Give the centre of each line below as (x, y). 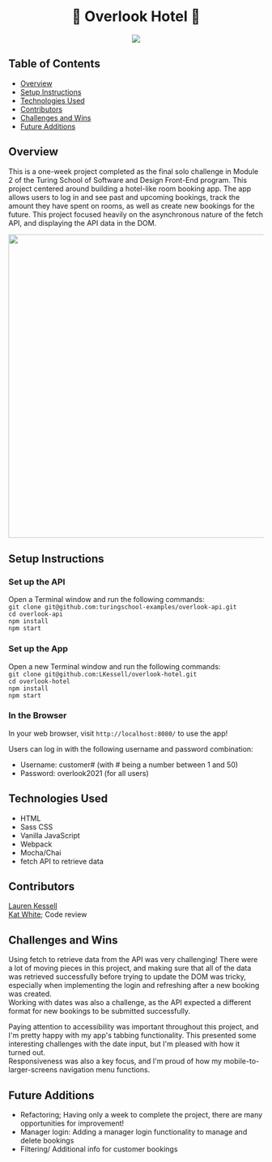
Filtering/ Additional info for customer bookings (99, 1149)
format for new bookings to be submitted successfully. (100, 1011)
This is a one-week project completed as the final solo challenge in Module (134, 171)
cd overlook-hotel (39, 681)
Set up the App (38, 649)
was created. (30, 994)
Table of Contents (55, 64)
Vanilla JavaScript (50, 835)
